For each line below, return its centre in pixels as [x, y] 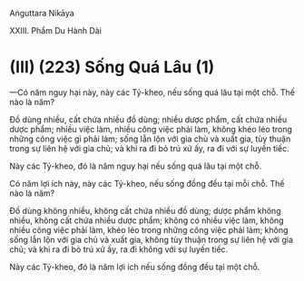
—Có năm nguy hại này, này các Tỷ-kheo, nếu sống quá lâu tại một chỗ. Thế [152, 92]
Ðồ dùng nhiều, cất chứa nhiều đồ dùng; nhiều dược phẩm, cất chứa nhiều [148, 119]
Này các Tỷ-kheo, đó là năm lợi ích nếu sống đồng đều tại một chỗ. [135, 266]
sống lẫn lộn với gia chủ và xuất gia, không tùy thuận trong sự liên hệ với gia [151, 239]
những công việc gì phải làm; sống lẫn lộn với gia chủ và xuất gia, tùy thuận [150, 139]
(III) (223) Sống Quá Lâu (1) [112, 68]
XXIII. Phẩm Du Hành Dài [56, 30]
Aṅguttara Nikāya [42, 13]
